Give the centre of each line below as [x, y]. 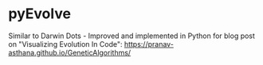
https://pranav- [149, 44]
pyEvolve [40, 14]
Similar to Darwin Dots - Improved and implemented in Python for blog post [131, 36]
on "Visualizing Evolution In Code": [65, 44]
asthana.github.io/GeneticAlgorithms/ [70, 52]
